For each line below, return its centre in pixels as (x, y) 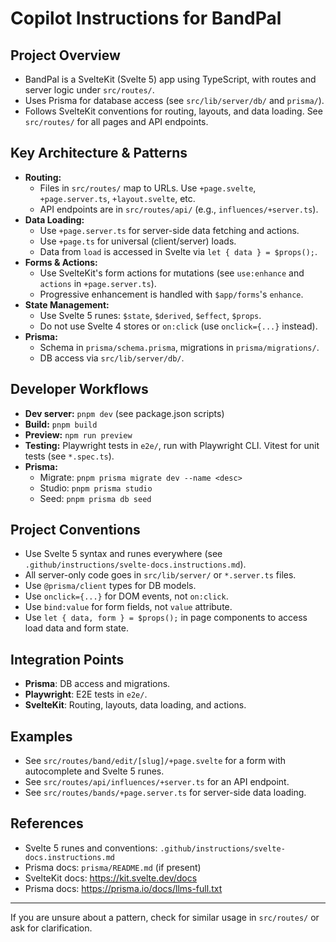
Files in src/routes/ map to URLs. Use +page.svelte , (148, 188)
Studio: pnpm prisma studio (96, 488)
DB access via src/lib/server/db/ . (112, 358)
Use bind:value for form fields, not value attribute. (128, 607)
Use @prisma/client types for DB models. (110, 586)
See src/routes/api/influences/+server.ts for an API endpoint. (157, 782)
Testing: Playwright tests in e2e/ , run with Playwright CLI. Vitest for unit (172, 445)
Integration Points (67, 659)
